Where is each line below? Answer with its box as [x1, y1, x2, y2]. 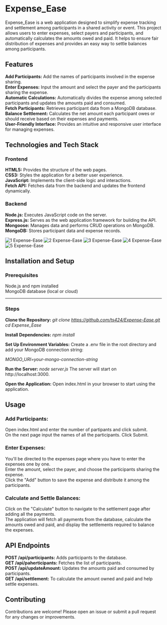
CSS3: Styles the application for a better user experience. [5, 172, 124, 178]
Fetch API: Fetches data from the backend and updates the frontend [5, 182, 146, 189]
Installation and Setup [5, 257, 75, 266]
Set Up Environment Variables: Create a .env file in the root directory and [5, 341, 157, 347]
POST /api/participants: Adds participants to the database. [5, 554, 127, 560]
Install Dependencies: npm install [5, 332, 75, 338]
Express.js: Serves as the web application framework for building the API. [5, 217, 157, 223]
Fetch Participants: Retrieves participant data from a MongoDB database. [5, 105, 157, 111]
